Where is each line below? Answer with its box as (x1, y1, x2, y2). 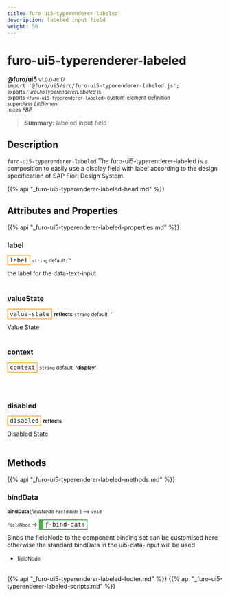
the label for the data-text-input (7, 269, 97, 277)
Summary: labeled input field (23, 118, 108, 127)
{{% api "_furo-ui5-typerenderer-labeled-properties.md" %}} (7, 223, 180, 231)
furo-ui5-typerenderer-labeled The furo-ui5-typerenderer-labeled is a (7, 157, 208, 165)
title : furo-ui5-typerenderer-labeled (7, 10, 118, 17)
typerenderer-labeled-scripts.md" (7, 583, 103, 591)
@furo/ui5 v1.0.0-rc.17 (7, 75, 65, 83)
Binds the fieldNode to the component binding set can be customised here (7, 534, 218, 542)
